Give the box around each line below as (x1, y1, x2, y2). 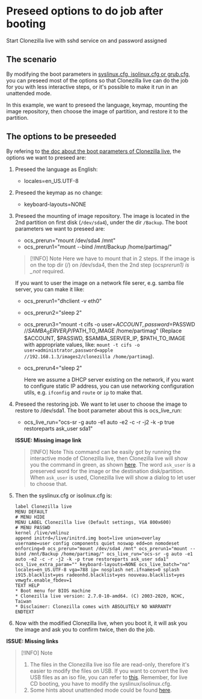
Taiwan (14, 598, 32, 604)
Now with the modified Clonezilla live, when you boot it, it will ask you (14, 620, 188, 627)
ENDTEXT (14, 609, 34, 615)
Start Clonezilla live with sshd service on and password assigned (6, 37, 167, 44)
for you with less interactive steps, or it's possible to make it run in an (6, 83, 178, 90)
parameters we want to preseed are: (14, 225, 105, 232)
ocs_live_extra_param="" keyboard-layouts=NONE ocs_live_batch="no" (14, 562, 191, 568)
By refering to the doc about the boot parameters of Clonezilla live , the (6, 148, 182, 155)
